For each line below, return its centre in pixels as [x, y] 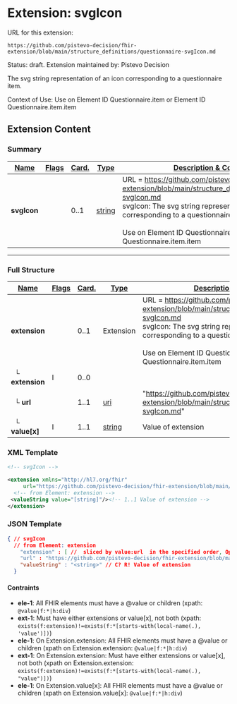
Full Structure [31, 269]
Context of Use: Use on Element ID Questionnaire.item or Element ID [107, 99]
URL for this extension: [41, 32]
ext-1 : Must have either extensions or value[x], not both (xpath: [109, 618]
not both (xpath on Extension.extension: [75, 663]
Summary [25, 150]
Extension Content [49, 129]
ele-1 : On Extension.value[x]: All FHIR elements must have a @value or [120, 686]
